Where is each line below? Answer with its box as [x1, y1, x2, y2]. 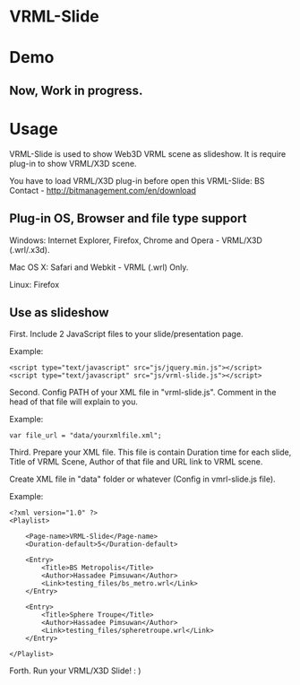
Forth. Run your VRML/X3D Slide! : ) [9, 665, 141, 676]
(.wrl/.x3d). [9, 244, 51, 255]
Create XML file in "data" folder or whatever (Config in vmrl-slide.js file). [9, 473, 276, 485]
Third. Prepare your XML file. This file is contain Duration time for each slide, [9, 447, 292, 458]
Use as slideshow [9, 305, 109, 320]
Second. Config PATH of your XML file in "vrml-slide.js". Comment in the [9, 387, 277, 398]
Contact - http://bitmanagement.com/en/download [9, 185, 197, 195]
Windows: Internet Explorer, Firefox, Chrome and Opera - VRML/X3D [9, 235, 262, 246]
